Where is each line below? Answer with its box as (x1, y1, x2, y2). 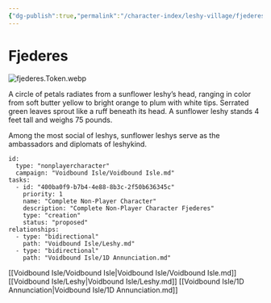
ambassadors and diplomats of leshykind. (8, 139, 148, 149)
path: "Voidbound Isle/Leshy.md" (23, 239, 135, 247)
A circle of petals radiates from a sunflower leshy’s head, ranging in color (8, 89, 252, 99)
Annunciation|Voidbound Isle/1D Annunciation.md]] (8, 284, 178, 295)
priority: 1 (23, 190, 63, 198)
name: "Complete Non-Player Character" (23, 197, 157, 205)
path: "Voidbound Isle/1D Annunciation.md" (23, 254, 172, 262)
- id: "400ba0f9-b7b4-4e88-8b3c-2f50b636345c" (15, 183, 175, 191)
